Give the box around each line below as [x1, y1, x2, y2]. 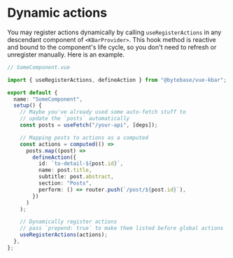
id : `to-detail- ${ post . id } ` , [38, 160, 124, 167]
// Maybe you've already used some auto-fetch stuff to [20, 108, 187, 116]
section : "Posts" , [38, 180, 92, 187]
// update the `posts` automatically [20, 115, 130, 122]
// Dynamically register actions [20, 218, 118, 225]
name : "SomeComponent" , [13, 96, 83, 103]
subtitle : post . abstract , [38, 173, 114, 180]
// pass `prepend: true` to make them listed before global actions [20, 225, 224, 232]
